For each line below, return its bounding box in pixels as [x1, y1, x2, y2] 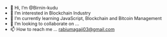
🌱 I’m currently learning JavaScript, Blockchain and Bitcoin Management [10, 15, 162, 21]
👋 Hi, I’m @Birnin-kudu [10, 5, 58, 10]
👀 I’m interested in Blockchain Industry [10, 10, 91, 16]
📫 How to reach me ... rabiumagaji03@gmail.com [10, 26, 115, 32]
